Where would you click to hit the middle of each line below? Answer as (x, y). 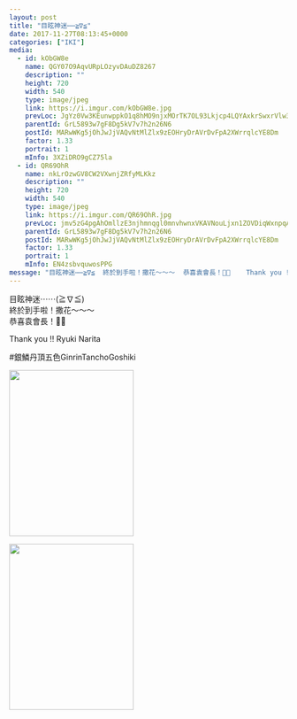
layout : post (33, 17)
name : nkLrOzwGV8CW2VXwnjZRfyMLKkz (91, 174)
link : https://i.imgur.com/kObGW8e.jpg (99, 108)
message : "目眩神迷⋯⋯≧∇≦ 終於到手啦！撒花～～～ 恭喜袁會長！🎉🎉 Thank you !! (152, 273)
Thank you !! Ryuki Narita (55, 338)
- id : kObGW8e (43, 58)
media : (21, 50)
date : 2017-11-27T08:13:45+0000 (69, 34)
